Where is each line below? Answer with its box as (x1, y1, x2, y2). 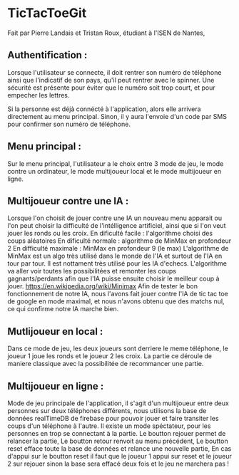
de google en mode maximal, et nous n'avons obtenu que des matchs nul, (7, 297, 225, 306)
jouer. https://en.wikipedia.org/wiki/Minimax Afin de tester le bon (7, 282, 198, 291)
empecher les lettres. (7, 90, 70, 99)
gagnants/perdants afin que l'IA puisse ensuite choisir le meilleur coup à (7, 274, 220, 283)
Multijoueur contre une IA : (7, 194, 129, 207)
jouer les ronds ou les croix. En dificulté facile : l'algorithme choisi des (7, 229, 213, 238)
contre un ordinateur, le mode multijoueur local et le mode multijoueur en (7, 167, 222, 175)
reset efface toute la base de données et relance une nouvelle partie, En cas (7, 444, 232, 453)
